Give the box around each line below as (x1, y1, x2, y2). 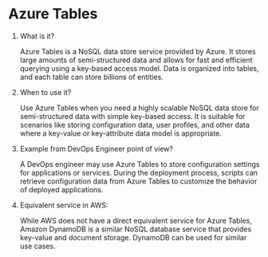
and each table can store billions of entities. (19, 72, 164, 81)
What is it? (19, 31, 55, 41)
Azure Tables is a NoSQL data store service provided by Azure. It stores (19, 46, 257, 56)
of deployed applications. (19, 184, 104, 194)
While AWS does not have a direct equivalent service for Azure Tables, (19, 215, 253, 225)
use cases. (19, 241, 56, 251)
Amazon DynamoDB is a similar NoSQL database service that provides (19, 224, 252, 234)
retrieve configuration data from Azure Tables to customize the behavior (19, 176, 258, 186)
